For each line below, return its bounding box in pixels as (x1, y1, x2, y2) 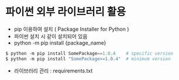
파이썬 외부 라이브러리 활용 (5, 5, 126, 19)
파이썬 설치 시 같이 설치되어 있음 (13, 32, 88, 39)
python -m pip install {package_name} (13, 39, 106, 46)
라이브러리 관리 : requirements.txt (13, 67, 93, 74)
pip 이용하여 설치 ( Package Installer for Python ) (13, 26, 129, 32)
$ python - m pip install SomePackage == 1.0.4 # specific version (5, 50, 174, 56)
